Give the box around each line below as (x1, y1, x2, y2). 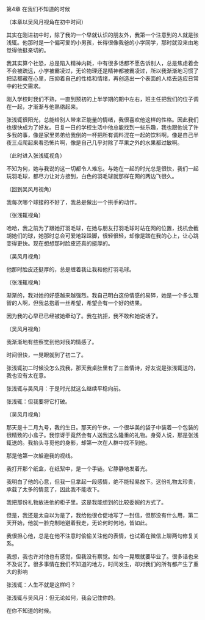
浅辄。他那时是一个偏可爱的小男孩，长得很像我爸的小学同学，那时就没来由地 (6, 39, 199, 46)
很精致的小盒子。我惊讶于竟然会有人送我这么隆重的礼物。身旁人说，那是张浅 (6, 431, 199, 439)
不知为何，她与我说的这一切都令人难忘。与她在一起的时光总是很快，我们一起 (6, 165, 199, 172)
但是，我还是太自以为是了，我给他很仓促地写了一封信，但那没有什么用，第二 (6, 512, 199, 519)
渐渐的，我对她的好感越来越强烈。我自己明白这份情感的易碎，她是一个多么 (6, 292, 193, 299)
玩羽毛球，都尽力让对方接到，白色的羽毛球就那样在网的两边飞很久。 (6, 173, 178, 180)
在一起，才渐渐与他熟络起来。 (6, 103, 81, 110)
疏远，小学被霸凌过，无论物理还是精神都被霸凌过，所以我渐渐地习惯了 (22, 67, 199, 75)
